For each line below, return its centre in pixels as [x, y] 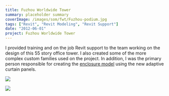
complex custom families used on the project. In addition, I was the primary [83, 58]
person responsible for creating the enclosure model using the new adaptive [84, 64]
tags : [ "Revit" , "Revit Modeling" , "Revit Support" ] [62, 24]
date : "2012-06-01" [26, 29]
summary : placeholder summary [37, 15]
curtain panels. [21, 69]
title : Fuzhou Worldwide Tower [38, 10]
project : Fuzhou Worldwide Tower [40, 33]
